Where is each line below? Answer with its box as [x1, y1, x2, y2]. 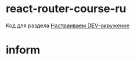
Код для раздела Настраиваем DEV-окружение [5, 22, 130, 29]
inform [5, 43, 40, 57]
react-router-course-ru [5, 2, 126, 16]
